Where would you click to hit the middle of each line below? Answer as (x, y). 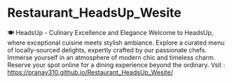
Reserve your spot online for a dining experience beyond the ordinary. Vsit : (116, 65)
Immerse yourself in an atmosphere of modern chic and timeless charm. (111, 57)
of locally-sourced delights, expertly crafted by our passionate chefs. (107, 50)
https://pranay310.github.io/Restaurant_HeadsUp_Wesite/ (90, 72)
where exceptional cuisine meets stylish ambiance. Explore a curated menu (116, 43)
